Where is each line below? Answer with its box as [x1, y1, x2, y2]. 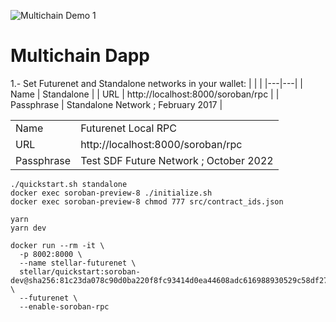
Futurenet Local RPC [80, 121, 177, 135]
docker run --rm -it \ [10, 240, 105, 250]
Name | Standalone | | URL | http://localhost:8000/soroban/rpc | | [10, 88, 280, 100]
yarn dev [10, 223, 47, 233]
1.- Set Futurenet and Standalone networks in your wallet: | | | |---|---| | [10, 77, 304, 89]
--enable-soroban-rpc [19, 301, 110, 312]
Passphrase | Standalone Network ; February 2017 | [10, 98, 223, 110]
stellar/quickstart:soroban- [19, 266, 141, 277]
